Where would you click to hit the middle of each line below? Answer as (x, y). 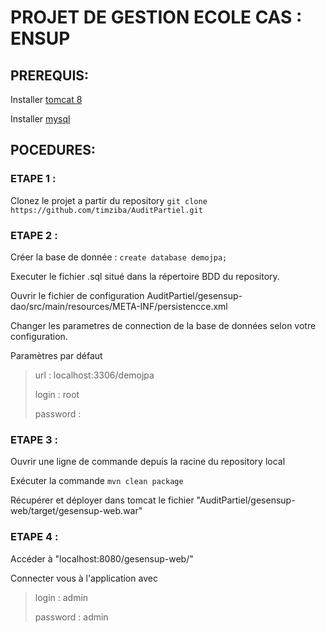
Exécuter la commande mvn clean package (97, 481)
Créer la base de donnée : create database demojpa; (119, 257)
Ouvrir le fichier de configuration (77, 295)
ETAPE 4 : (34, 537)
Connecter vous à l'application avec (84, 578)
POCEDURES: (53, 150)
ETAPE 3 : (34, 439)
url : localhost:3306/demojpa (94, 375)
